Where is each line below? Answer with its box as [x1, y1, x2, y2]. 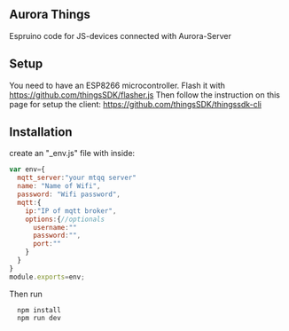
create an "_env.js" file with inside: [9, 148, 136, 159]
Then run [9, 288, 43, 299]
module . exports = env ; [9, 272, 86, 281]
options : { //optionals [25, 215, 105, 224]
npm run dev [17, 313, 62, 322]
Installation [9, 124, 73, 140]
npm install [17, 305, 62, 314]
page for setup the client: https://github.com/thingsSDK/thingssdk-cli [9, 99, 262, 109]
